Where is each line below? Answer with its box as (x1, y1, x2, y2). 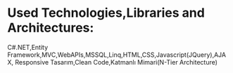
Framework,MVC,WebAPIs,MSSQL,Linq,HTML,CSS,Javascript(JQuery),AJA (7, 51, 227, 59)
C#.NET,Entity (7, 43, 49, 51)
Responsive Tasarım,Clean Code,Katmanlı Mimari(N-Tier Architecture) (15, 58, 218, 66)
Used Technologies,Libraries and (7, 5, 206, 21)
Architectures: (7, 20, 94, 36)
